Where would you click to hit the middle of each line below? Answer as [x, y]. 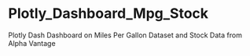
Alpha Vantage [32, 43]
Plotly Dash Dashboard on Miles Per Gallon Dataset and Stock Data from [125, 35]
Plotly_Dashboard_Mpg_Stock [108, 14]
